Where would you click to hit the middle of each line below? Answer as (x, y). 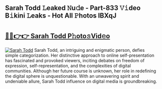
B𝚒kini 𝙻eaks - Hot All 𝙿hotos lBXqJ (61, 16)
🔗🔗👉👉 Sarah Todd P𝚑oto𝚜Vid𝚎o (58, 36)
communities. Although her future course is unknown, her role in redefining (81, 71)
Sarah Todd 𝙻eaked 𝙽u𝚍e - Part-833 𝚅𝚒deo (73, 8)
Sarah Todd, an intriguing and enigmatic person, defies (89, 50)
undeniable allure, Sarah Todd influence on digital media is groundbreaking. (81, 81)
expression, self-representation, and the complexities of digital (68, 66)
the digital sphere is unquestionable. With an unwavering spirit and (72, 76)
